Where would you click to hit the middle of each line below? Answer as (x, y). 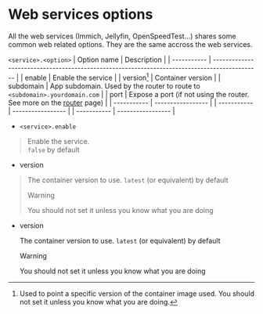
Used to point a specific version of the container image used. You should (137, 293)
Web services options (81, 14)
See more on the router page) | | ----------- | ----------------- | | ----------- (131, 103)
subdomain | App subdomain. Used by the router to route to (104, 86)
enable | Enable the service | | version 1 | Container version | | (122, 77)
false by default (53, 150)
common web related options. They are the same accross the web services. (130, 44)
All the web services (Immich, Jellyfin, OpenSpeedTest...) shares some (122, 36)
